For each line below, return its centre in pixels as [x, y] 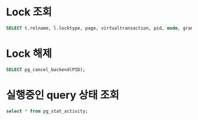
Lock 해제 [29, 54]
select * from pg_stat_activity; [47, 111]
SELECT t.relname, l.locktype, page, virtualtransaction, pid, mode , [93, 28]
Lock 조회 [29, 12]
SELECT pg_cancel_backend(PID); [46, 69]
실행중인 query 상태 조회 [63, 95]
